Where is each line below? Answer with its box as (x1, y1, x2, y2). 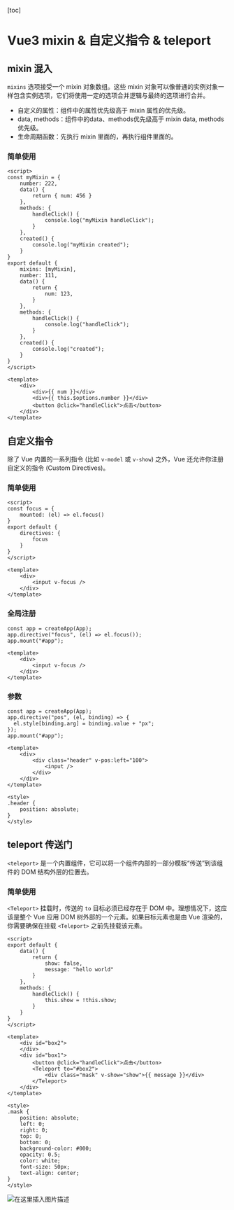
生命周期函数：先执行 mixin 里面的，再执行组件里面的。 (17, 132, 177, 141)
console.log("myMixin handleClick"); (44, 217, 155, 224)
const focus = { (7, 506, 54, 513)
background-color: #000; (20, 1145, 92, 1153)
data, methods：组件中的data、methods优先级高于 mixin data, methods (17, 115, 225, 123)
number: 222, (20, 180, 58, 188)
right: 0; (20, 1127, 49, 1134)
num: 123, (44, 291, 73, 298)
